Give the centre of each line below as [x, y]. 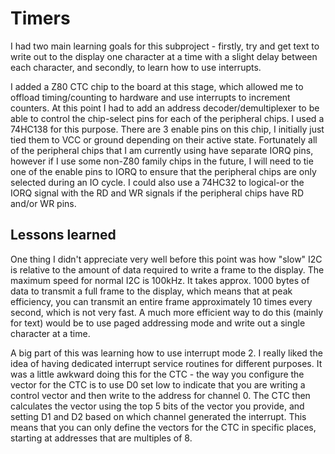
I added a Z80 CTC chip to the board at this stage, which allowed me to [157, 86]
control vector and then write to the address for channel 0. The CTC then [160, 395]
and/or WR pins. [43, 203]
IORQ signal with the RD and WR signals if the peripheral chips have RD [157, 193]
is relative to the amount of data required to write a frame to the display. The [167, 269]
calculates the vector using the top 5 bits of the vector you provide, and [157, 406]
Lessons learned [63, 235]
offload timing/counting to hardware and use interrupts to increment [150, 97]
